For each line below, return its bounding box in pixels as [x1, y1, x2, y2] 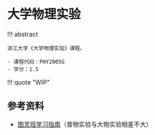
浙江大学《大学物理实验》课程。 [7, 45, 86, 52]
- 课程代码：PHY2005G [7, 58, 65, 65]
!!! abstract [7, 29, 38, 38]
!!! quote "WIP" [7, 78, 50, 86]
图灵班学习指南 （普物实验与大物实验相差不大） [17, 120, 152, 128]
